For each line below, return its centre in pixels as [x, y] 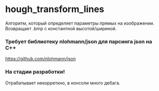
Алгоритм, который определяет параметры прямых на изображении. [80, 23]
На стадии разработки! [35, 72]
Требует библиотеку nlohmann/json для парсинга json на [79, 41]
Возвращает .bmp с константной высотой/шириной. [61, 28]
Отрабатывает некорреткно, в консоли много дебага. [63, 83]
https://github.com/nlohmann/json [41, 59]
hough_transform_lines [55, 9]
